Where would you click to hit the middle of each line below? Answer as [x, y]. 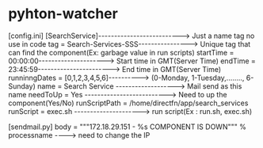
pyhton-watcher [63, 14]
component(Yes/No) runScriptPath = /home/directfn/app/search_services [128, 103]
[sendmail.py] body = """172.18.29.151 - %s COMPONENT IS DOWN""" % [128, 127]
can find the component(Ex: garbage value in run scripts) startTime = [121, 52]
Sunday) [22, 86]
